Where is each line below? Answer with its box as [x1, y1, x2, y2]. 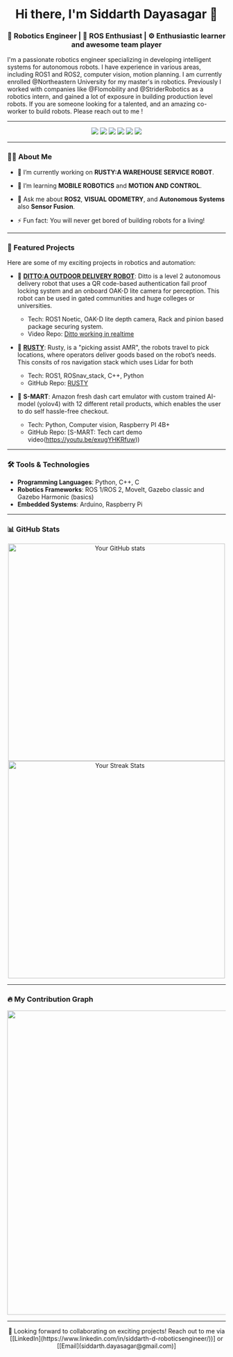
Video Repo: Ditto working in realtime [27, 330, 135, 338]
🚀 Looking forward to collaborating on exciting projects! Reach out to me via [8, 1326, 225, 1335]
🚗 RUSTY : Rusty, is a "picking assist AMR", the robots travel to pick [17, 344, 209, 352]
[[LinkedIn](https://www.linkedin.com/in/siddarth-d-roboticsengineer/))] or [10, 1334, 223, 1342]
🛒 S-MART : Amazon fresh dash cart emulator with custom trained [17, 392, 206, 401]
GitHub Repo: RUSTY [27, 379, 89, 387]
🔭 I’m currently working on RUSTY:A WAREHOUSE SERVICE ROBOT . [17, 168, 214, 176]
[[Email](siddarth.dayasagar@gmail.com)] [56, 1342, 177, 1350]
